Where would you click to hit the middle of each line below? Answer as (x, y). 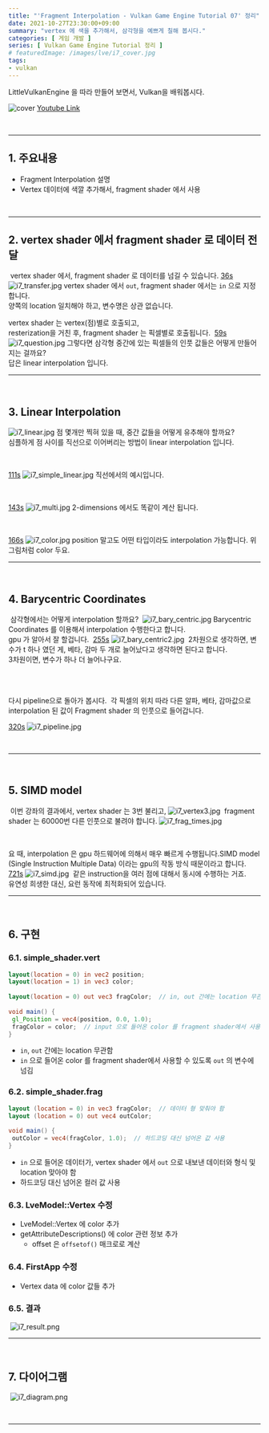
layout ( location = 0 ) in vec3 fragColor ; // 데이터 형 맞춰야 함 (116, 1109)
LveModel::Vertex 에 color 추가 (70, 1224)
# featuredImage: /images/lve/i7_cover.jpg (82, 53)
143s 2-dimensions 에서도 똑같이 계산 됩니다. (103, 507)
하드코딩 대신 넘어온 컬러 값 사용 (70, 1182)
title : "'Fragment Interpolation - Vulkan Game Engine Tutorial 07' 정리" (134, 16)
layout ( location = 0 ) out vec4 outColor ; (80, 1116)
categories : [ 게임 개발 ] (50, 38)
